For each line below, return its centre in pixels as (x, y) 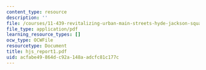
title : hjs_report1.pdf (37, 52)
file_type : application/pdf (42, 29)
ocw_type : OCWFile (30, 40)
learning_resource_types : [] (44, 35)
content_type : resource (37, 12)
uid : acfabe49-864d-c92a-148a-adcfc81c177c (63, 57)
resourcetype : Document (37, 46)
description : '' (27, 18)
